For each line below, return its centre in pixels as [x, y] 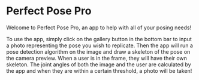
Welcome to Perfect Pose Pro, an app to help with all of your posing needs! [99, 27]
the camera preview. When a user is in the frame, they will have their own [97, 58]
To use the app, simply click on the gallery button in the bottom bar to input [99, 39]
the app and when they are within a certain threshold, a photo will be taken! [99, 70]
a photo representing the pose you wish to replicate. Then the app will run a [100, 45]
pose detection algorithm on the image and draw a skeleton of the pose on [98, 51]
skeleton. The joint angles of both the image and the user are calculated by [99, 64]
